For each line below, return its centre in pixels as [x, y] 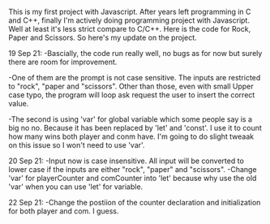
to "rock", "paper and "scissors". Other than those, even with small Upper [131, 86]
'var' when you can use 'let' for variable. [76, 187]
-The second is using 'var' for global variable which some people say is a [131, 119]
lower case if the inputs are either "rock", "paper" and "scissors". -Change [133, 169]
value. [19, 103]
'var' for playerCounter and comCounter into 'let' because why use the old [133, 178]
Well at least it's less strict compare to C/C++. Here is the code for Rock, [130, 29]
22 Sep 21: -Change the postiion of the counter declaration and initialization [135, 202]
